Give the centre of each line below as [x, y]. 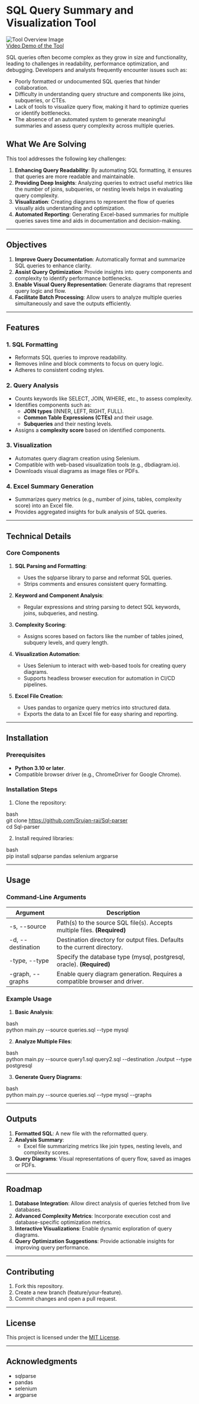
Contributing [30, 1272]
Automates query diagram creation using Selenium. [77, 458]
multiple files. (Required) [91, 930]
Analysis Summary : [39, 1140]
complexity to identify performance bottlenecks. [73, 278]
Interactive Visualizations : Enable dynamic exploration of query [93, 1229]
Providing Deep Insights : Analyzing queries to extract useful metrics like [104, 182]
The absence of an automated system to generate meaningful [90, 119]
